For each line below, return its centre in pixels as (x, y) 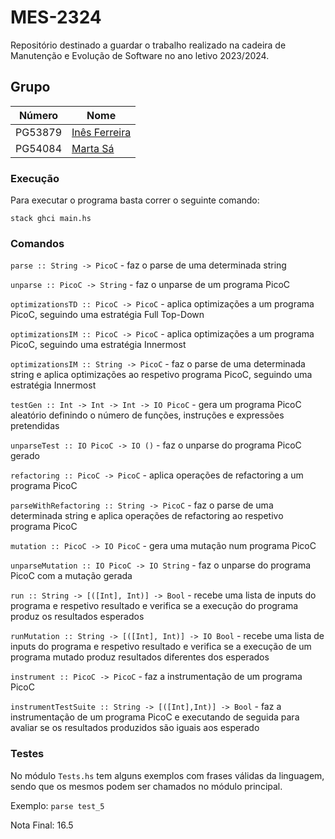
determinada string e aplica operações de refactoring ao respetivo (147, 516)
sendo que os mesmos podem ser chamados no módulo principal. (146, 786)
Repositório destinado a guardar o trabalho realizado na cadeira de (148, 45)
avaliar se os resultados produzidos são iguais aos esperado (135, 728)
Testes (27, 754)
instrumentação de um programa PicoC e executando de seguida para (155, 717)
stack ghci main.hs (51, 219)
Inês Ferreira (101, 132)
